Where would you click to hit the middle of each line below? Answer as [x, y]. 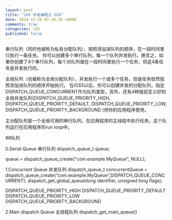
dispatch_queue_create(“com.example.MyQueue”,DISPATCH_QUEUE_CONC [85, 175]
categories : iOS [23, 29]
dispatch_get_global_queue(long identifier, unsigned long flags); [95, 181]
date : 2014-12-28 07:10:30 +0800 [41, 19]
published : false [24, 34]
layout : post [19, 10]
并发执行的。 [28, 68]
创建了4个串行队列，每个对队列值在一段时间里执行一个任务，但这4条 [87, 62]
